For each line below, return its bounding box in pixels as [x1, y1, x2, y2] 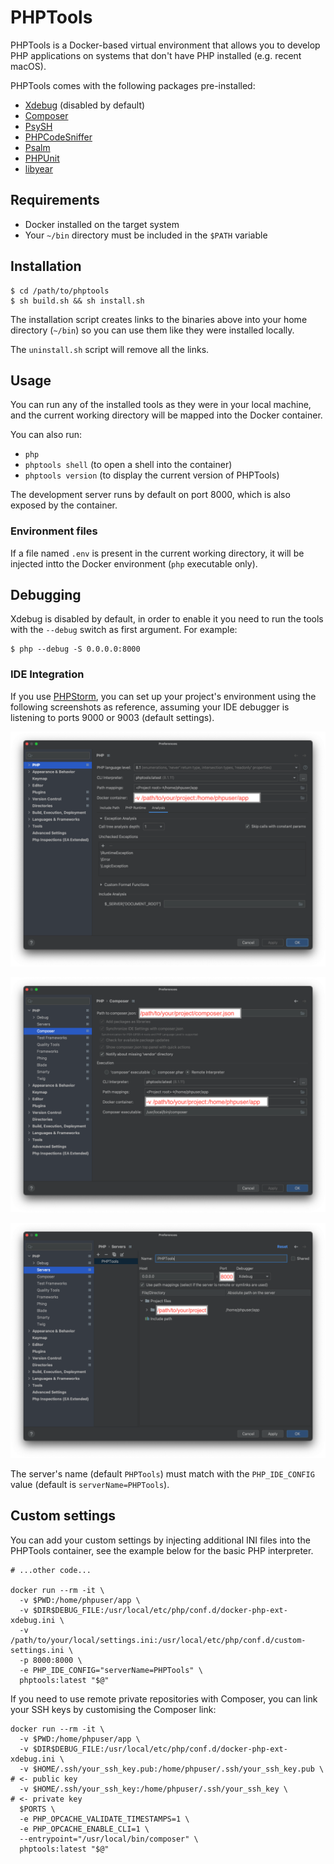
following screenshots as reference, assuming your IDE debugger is [10, 701, 290, 713]
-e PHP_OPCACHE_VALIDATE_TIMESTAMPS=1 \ [19, 1814, 190, 1824]
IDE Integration [10, 667, 85, 681]
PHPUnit [24, 152, 60, 164]
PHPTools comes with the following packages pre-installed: [10, 79, 256, 91]
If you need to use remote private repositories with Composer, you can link [10, 1692, 318, 1705]
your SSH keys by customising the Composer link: [10, 1703, 217, 1715]
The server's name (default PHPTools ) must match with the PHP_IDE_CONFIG [10, 1467, 315, 1480]
